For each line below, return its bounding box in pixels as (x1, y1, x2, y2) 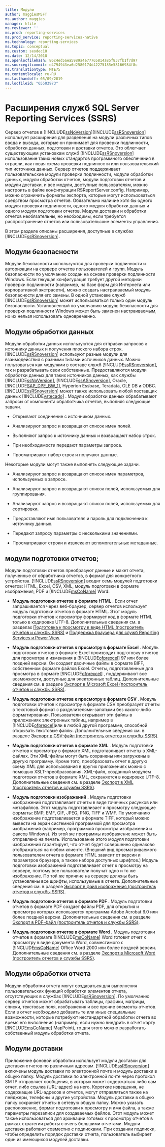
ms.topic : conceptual (5, 44, 50, 49)
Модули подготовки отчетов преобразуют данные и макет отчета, (5, 568, 145, 573)
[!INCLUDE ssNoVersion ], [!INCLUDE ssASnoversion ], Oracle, (5, 378, 127, 383)
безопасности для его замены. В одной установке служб (5, 292, 126, 298)
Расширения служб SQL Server (5, 102, 139, 113)
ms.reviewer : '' (5, 26, 38, 31)
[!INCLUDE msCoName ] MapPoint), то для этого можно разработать (5, 1025, 146, 1031)
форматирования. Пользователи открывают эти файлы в (12, 712, 132, 717)
